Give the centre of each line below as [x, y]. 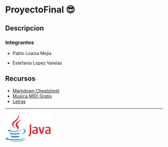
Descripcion [24, 28]
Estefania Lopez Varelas [37, 63]
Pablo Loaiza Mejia [32, 53]
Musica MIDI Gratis [32, 96]
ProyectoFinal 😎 [40, 10]
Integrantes [19, 42]
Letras [19, 101]
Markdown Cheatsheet [36, 90]
